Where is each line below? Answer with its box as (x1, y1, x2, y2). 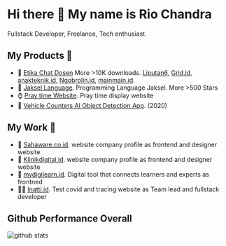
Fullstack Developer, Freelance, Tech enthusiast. (7, 29, 147, 38)
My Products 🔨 (7, 50, 73, 62)
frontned (17, 177, 43, 186)
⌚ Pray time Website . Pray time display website (17, 91, 154, 100)
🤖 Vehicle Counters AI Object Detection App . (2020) (17, 101, 168, 109)
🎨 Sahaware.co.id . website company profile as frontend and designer (17, 140, 218, 149)
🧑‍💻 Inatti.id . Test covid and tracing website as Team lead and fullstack (17, 185, 220, 193)
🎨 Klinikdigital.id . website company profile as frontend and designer (17, 155, 213, 163)
